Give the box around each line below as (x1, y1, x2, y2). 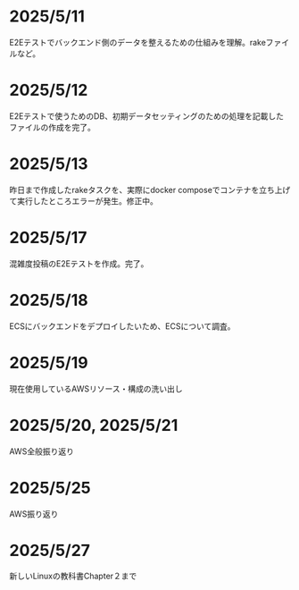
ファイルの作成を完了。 (9, 122, 96, 132)
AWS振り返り (9, 508, 59, 519)
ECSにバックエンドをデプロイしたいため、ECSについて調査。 (9, 320, 236, 332)
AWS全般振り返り (9, 445, 74, 457)
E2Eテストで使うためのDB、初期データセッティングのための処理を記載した (9, 110, 284, 122)
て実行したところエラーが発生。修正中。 (9, 195, 158, 206)
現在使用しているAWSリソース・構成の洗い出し (9, 383, 183, 394)
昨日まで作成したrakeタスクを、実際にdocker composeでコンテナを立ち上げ (9, 184, 291, 195)
